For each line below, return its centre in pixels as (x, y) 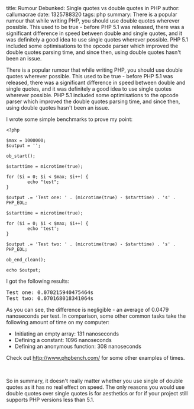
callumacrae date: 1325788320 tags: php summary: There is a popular (92, 14)
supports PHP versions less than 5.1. (50, 400)
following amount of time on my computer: (58, 322)
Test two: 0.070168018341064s (50, 298)
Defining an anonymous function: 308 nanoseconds (78, 346)
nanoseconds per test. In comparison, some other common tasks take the (96, 316)
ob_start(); (21, 156)
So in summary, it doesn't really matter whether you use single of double (95, 381)
